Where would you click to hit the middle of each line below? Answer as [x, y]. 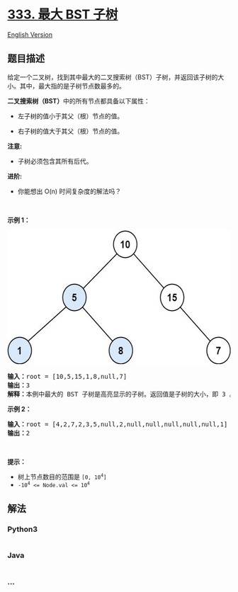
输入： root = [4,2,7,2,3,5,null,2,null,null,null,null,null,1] [118, 424]
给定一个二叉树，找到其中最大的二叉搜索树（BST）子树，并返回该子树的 [113, 77]
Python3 [22, 530]
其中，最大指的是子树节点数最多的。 [72, 86]
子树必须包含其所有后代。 [55, 161]
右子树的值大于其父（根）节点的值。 [70, 131]
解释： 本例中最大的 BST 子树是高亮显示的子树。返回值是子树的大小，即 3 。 [121, 394]
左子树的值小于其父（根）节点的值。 [70, 116]
